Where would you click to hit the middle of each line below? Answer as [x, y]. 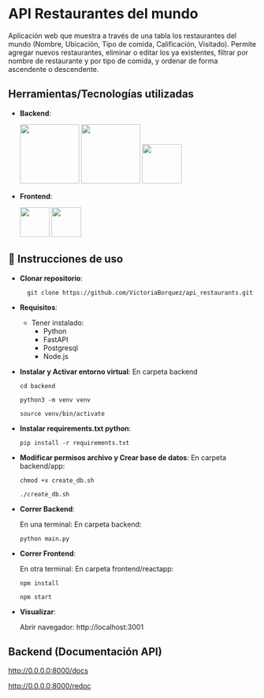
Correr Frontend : [48, 553]
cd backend [37, 386]
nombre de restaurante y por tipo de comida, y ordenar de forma [113, 61]
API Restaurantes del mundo [103, 14]
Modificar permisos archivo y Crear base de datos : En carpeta [123, 457]
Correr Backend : [47, 509]
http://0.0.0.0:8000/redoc [50, 686]
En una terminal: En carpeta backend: [80, 524]
